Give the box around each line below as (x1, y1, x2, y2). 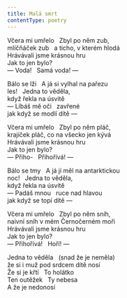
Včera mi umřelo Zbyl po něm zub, (7, 36, 110, 44)
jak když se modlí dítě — (7, 109, 78, 118)
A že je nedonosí (7, 283, 56, 291)
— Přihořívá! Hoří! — (7, 239, 70, 248)
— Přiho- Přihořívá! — (7, 152, 74, 161)
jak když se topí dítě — (7, 196, 73, 204)
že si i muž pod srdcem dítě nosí (7, 260, 100, 269)
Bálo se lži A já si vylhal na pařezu (7, 79, 108, 88)
